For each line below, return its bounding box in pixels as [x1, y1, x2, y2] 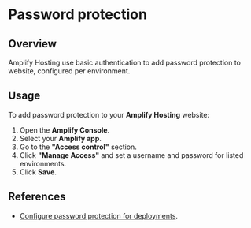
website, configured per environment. [8, 66, 131, 76]
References [8, 190, 66, 204]
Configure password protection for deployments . [19, 211, 179, 220]
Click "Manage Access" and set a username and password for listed [19, 150, 244, 159]
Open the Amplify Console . [19, 125, 110, 135]
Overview [8, 37, 57, 50]
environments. [19, 159, 67, 168]
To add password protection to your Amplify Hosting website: [8, 110, 210, 119]
